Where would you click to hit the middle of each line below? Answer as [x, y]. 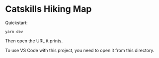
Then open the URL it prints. [34, 41]
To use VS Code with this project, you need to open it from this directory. [80, 50]
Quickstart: [17, 23]
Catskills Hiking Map [48, 9]
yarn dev [14, 31]
